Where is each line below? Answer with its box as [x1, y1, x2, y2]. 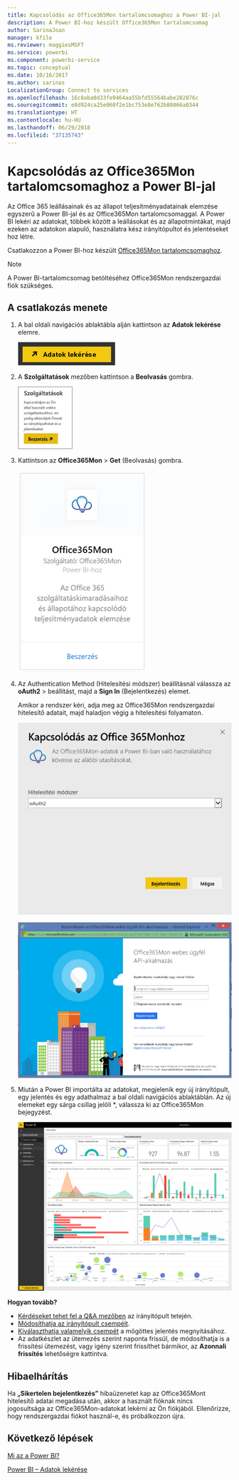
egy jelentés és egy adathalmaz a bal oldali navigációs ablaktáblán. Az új [17, 1093, 231, 1101]
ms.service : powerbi [7, 49, 69, 56]
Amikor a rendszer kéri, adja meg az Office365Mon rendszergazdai [17, 701, 215, 710]
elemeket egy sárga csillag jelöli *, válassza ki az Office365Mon [17, 1100, 204, 1108]
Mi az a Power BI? [7, 1451, 60, 1459]
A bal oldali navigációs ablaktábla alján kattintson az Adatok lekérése [17, 320, 221, 329]
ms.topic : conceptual [7, 64, 72, 71]
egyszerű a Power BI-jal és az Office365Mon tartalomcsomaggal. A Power [7, 209, 225, 218]
